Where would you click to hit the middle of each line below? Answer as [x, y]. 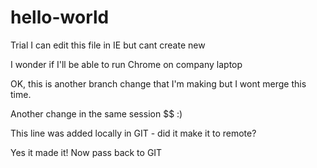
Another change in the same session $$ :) [96, 113]
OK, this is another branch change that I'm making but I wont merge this [158, 83]
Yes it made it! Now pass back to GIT [86, 152]
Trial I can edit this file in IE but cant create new [108, 45]
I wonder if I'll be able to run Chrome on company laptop [126, 64]
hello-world [60, 17]
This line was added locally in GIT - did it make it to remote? [133, 133]
